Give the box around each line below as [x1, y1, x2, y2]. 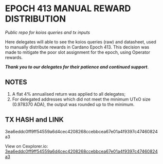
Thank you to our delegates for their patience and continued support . [5, 64, 149, 70]
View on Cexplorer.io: [5, 143, 48, 149]
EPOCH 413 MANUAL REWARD [5, 3, 131, 14]
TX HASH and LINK [5, 116, 64, 124]
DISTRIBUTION [5, 13, 66, 24]
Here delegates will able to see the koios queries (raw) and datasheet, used [5, 39, 157, 44]
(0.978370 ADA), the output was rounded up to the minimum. [12, 101, 135, 107]
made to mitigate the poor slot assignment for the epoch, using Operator [5, 49, 150, 55]
